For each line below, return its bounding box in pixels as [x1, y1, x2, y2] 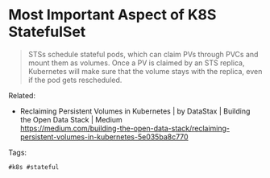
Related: [8, 90, 36, 100]
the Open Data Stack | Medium [19, 114, 123, 124]
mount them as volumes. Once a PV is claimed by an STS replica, [27, 58, 245, 68]
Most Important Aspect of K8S [8, 6, 217, 24]
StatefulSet [8, 23, 86, 41]
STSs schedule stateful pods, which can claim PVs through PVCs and [27, 49, 259, 59]
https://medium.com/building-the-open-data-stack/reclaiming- [19, 123, 230, 133]
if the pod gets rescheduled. [27, 75, 123, 85]
